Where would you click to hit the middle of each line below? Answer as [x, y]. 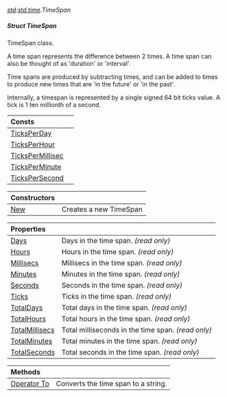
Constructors [33, 197]
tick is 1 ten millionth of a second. [54, 104]
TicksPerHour [33, 144]
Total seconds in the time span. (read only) [131, 352]
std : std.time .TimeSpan [39, 10]
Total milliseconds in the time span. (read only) [137, 330]
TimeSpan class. [31, 43]
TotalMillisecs [33, 330]
